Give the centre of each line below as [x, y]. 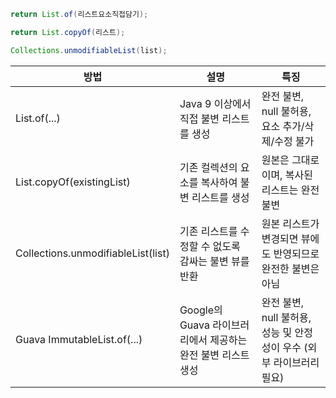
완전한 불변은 [290, 268]
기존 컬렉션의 [208, 167]
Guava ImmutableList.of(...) [79, 339]
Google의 [201, 310]
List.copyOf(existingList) [73, 182]
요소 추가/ [283, 126]
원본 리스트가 [290, 223]
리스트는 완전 [290, 190]
